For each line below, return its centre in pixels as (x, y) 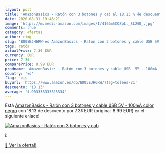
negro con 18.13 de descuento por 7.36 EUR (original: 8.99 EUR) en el (75, 111)
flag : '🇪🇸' (17, 78)
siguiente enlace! (22, 116)
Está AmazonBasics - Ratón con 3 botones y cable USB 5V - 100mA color (79, 105)
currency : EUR (20, 55)
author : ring (18, 37)
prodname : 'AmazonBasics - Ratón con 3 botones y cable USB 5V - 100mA (81, 69)
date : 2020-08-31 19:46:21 (33, 19)
